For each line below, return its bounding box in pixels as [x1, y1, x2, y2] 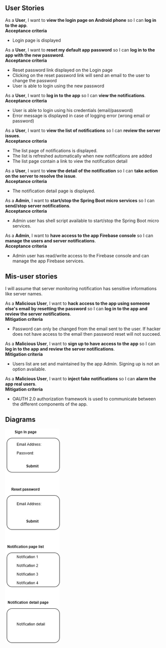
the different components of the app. [12, 401, 88, 407]
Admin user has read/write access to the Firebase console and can [12, 252, 150, 258]
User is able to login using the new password [12, 83, 105, 89]
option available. [12, 366, 46, 372]
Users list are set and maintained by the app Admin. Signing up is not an [12, 360, 160, 366]
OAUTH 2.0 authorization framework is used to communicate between [12, 396, 156, 402]
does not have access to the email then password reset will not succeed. [12, 331, 161, 337]
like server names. [5, 291, 43, 296]
